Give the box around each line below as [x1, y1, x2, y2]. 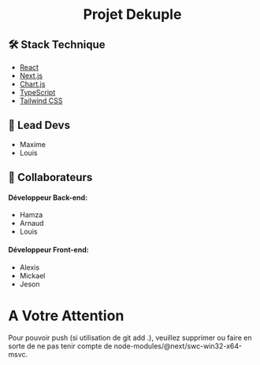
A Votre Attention [8, 307, 124, 324]
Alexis [19, 262, 40, 272]
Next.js [19, 71, 43, 80]
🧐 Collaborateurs [8, 171, 93, 184]
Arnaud [19, 219, 44, 228]
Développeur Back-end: [8, 193, 88, 202]
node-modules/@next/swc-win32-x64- [113, 341, 243, 351]
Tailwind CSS [19, 96, 63, 105]
